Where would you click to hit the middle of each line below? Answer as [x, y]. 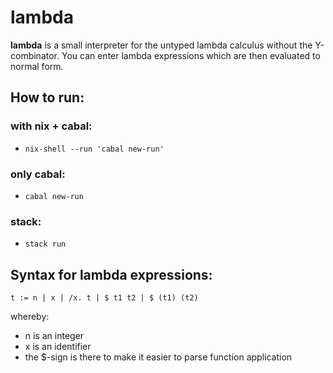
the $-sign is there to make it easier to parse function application [158, 357]
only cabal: [38, 174]
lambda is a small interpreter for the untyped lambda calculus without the [161, 45]
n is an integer [54, 336]
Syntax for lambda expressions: [111, 274]
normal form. [37, 66]
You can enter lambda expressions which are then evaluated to [191, 55]
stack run [45, 244]
